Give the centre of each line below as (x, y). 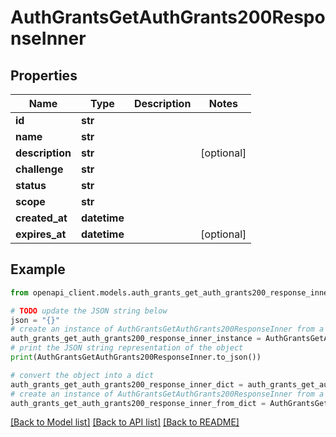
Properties (44, 75)
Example (38, 269)
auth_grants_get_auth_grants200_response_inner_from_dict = (138, 403)
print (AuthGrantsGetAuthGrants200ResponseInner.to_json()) (136, 357)
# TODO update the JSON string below (89, 311)
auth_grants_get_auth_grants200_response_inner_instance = (136, 339)
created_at (41, 218)
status (31, 185)
